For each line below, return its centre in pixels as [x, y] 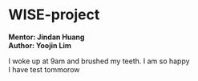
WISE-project [54, 15]
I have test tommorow [44, 69]
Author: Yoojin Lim [40, 45]
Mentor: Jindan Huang [46, 37]
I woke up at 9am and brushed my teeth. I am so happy [99, 61]
